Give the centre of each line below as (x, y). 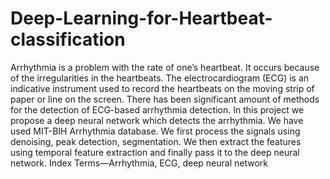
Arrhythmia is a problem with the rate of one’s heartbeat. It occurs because (165, 67)
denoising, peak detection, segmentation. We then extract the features (156, 141)
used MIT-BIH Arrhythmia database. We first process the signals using (155, 131)
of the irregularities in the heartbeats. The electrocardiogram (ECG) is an (160, 78)
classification (68, 39)
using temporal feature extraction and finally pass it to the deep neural (155, 152)
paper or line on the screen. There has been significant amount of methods (165, 99)
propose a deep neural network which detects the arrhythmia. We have (157, 120)
